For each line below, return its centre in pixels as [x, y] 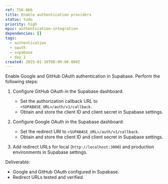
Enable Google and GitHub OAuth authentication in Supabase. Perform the [83, 76]
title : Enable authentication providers [49, 15]
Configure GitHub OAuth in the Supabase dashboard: [68, 91]
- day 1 [18, 57]
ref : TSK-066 [19, 10]
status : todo [19, 19]
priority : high [21, 24]
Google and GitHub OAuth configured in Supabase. [66, 172]
